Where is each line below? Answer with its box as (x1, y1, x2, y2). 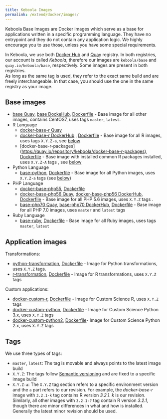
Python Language (12, 164, 49, 170)
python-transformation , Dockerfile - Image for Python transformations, (12, 261, 158, 267)
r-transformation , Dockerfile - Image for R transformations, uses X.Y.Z (12, 271, 157, 277)
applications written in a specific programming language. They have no (5, 31, 151, 37)
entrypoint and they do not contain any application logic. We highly (5, 36, 143, 43)
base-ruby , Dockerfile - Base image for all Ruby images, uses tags (19, 218, 156, 224)
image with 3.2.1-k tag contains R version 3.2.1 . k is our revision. (12, 392, 146, 398)
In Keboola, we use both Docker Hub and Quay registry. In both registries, (5, 51, 157, 58)
